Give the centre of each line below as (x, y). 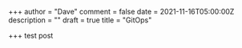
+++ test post (31, 36)
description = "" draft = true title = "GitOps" (80, 20)
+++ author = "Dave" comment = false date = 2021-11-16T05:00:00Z (121, 12)
